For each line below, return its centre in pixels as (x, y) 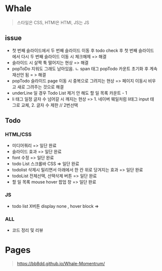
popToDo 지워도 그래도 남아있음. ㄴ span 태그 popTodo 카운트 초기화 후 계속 (85, 68)
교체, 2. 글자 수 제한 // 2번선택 (50, 105)
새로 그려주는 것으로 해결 (41, 87)
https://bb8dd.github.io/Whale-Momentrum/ (61, 263)
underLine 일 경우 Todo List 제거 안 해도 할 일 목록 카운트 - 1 (69, 93)
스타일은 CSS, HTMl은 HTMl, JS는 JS (53, 22)
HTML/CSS (18, 135)
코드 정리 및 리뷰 (28, 230)
